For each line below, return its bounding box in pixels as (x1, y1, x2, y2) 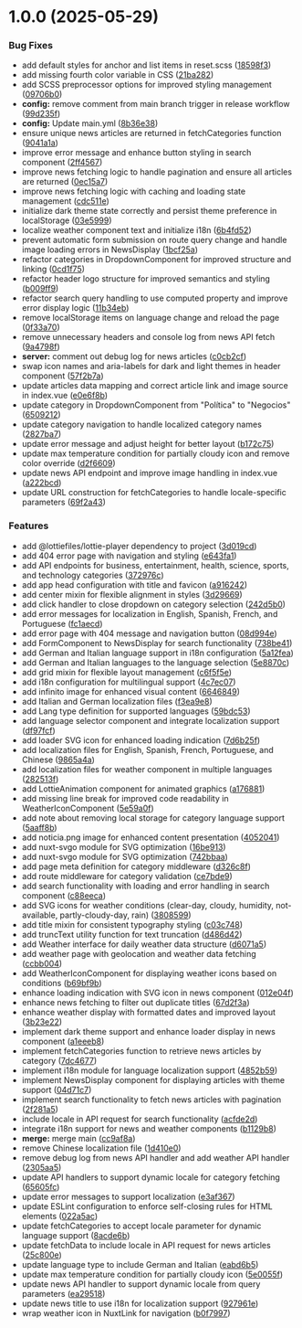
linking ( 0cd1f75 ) (21, 263, 86, 275)
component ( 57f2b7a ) (21, 370, 104, 381)
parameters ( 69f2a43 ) (21, 496, 106, 508)
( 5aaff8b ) (21, 822, 57, 833)
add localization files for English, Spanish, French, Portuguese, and (21, 744, 275, 755)
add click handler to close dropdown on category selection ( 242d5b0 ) (21, 599, 286, 610)
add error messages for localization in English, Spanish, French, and (21, 608, 278, 619)
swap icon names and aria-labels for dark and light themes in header (21, 361, 281, 372)
